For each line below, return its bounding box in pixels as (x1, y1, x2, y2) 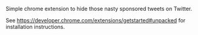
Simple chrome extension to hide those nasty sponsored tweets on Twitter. (5, 5, 193, 12)
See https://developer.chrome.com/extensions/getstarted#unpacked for (5, 17, 186, 24)
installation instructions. (5, 24, 65, 30)
